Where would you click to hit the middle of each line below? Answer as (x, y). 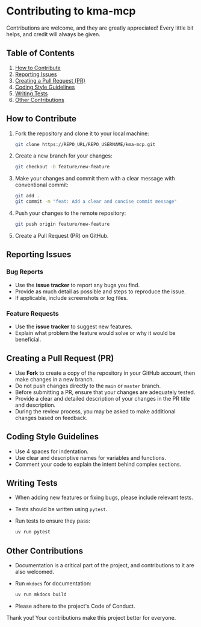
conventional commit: (42, 185)
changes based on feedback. (51, 418)
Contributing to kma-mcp (71, 11)
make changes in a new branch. (54, 379)
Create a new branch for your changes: (63, 156)
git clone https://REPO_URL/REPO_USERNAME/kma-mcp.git (85, 144)
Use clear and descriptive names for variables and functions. (91, 457)
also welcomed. (34, 572)
